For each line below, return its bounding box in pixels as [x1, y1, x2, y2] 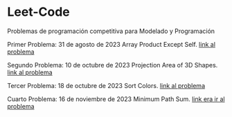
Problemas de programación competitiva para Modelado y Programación [7, 27, 215, 35]
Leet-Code [7, 4, 71, 20]
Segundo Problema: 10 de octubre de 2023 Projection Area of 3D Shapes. [7, 61, 218, 69]
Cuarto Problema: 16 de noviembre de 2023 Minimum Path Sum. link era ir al [7, 94, 225, 103]
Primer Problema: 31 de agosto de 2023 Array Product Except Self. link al [7, 40, 216, 48]
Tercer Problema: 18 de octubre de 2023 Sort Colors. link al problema [7, 81, 206, 89]
